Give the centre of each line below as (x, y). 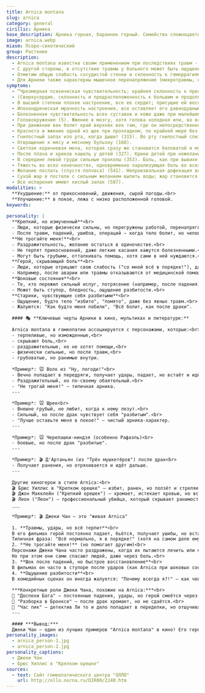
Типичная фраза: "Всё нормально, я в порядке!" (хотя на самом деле (101, 539)
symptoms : (19, 86)
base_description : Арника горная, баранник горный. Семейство (87, 35)
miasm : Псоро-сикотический (41, 46)
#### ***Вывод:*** (35, 624)
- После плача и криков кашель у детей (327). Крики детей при (94, 154)
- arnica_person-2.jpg (41, 647)
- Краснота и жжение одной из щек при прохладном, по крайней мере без (105, 131)
